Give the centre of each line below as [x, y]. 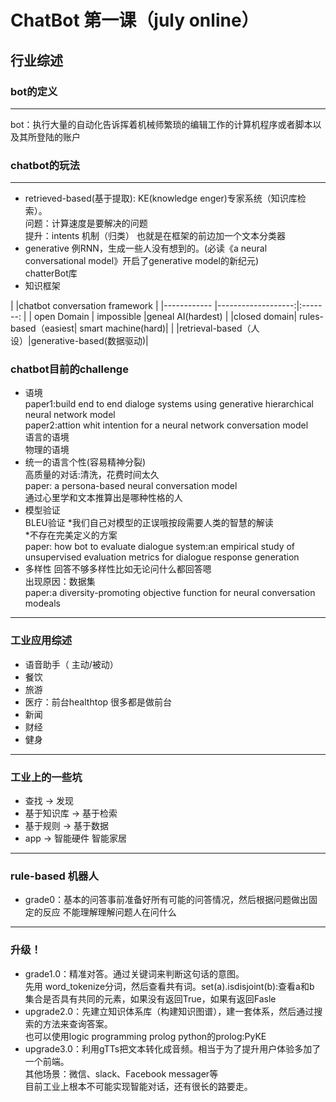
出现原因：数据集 [60, 582]
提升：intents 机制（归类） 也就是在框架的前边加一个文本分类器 [155, 236]
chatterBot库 [51, 273]
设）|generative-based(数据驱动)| [79, 341]
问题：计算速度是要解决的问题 [86, 223]
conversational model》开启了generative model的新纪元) [142, 261]
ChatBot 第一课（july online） [135, 20]
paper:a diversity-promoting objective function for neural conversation [170, 593]
